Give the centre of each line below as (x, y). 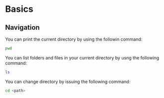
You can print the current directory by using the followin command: (74, 39)
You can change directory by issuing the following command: (68, 81)
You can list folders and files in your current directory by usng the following (82, 57)
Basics (19, 9)
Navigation (22, 27)
